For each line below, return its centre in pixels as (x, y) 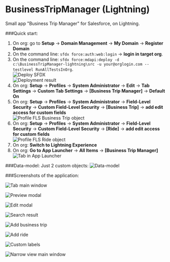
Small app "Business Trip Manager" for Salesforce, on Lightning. (73, 23)
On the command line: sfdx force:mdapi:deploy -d (66, 59)
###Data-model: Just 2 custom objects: (47, 165)
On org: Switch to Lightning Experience (55, 145)
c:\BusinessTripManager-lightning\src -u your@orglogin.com (77, 64)
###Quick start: (22, 33)
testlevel (23, 70)
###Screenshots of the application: (42, 175)
